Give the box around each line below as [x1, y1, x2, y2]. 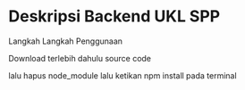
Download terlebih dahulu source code [8, 53, 152, 63]
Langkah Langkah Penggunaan [8, 36, 122, 46]
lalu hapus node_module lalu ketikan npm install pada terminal [8, 70, 238, 81]
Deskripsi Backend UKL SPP [8, 6, 221, 27]
